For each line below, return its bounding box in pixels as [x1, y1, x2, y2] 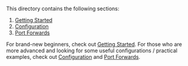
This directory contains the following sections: [6, 5, 120, 12]
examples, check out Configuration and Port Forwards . [6, 54, 141, 60]
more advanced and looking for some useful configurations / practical [6, 47, 177, 54]
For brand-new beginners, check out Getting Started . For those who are [6, 41, 183, 48]
